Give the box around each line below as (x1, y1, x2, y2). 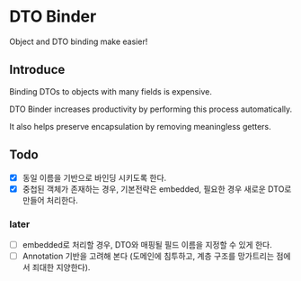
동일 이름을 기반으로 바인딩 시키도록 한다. (22, 172, 167, 183)
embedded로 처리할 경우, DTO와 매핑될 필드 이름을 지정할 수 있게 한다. (22, 239, 272, 249)
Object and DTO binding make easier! (9, 36, 148, 47)
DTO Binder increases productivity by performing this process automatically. (9, 104, 293, 114)
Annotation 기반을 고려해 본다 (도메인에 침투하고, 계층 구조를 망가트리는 (22, 250, 275, 262)
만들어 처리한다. (22, 195, 78, 205)
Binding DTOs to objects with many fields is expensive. (9, 86, 213, 96)
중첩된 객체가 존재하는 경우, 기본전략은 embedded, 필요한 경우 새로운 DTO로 (22, 183, 292, 195)
